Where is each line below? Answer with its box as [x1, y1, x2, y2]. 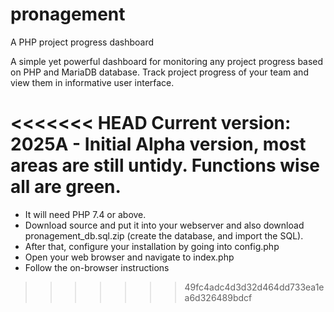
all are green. [10, 176, 122, 198]
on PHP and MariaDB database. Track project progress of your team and [10, 66, 309, 78]
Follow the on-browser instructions [24, 261, 170, 273]
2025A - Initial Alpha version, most [10, 133, 307, 156]
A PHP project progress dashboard [10, 36, 155, 48]
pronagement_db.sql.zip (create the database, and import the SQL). [24, 229, 304, 242]
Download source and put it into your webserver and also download [24, 219, 305, 231]
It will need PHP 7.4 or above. [24, 208, 147, 220]
